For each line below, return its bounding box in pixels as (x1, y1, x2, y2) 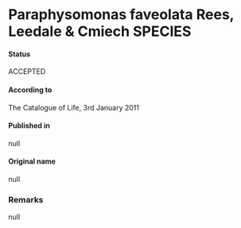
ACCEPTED (8, 67, 46, 76)
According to (8, 85, 52, 95)
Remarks (8, 194, 44, 205)
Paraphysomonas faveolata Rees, (8, 6, 235, 24)
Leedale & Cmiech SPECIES (8, 22, 192, 41)
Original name (8, 157, 56, 166)
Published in (8, 121, 50, 130)
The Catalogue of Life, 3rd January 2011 (8, 102, 139, 112)
